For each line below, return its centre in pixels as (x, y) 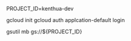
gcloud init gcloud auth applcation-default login (66, 20)
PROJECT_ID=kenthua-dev (40, 9)
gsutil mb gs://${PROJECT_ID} (44, 31)
